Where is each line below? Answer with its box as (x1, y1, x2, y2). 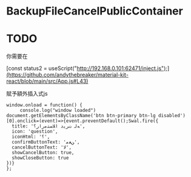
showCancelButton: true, (12, 150, 75, 156)
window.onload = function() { (6, 102, 83, 108)
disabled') (158, 113, 186, 119)
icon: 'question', (12, 129, 59, 135)
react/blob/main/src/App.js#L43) (6, 77, 89, 85)
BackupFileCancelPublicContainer (6, 4, 183, 18)
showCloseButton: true (12, 155, 69, 161)
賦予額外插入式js (6, 90, 48, 97)
